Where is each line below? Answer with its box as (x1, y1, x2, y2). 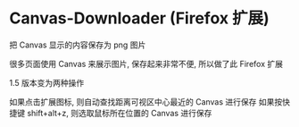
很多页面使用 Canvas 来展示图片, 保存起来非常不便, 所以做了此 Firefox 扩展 (9, 58, 284, 69)
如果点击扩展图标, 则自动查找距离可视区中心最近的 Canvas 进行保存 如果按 (9, 96, 283, 107)
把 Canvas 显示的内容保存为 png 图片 (9, 39, 146, 50)
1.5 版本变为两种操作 (9, 77, 85, 88)
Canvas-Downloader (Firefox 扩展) (9, 8, 270, 29)
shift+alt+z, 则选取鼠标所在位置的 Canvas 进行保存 (26, 107, 212, 118)
